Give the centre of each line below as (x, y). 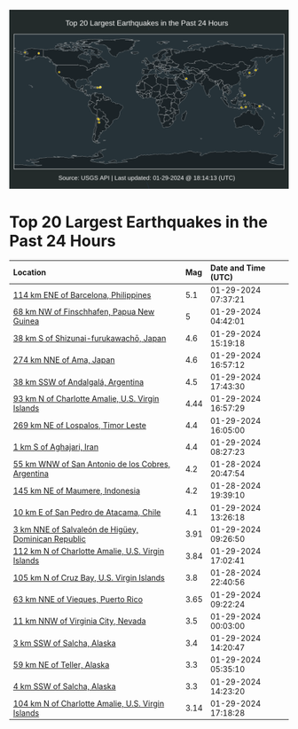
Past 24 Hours (63, 241)
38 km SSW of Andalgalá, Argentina (78, 381)
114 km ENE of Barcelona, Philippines (82, 294)
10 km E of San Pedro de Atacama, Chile (87, 513)
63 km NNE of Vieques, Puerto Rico (78, 600)
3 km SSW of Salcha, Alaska (65, 643)
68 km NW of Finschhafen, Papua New (84, 312)
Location (30, 272)
